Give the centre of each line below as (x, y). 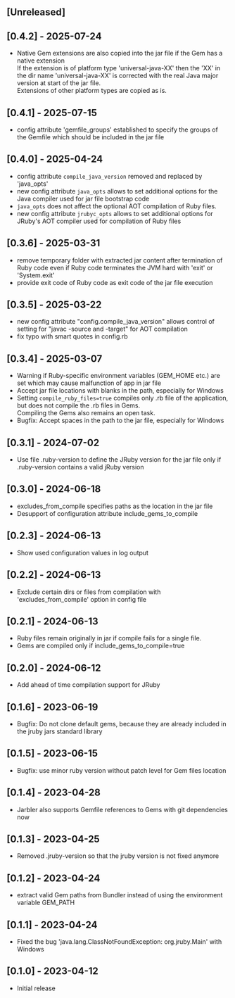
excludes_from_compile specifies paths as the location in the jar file (115, 506)
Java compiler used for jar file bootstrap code (83, 198)
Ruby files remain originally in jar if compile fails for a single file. (109, 638)
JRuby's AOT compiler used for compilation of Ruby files (99, 221)
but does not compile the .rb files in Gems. (78, 405)
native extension (40, 61)
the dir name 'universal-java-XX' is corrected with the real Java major (118, 76)
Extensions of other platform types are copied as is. (91, 91)
